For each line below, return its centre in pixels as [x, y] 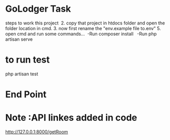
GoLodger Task [38, 9]
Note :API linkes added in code [71, 118]
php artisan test [22, 74]
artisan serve [19, 39]
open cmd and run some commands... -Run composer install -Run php [81, 34]
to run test [27, 60]
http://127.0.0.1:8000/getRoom [37, 132]
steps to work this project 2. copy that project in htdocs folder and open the [85, 23]
